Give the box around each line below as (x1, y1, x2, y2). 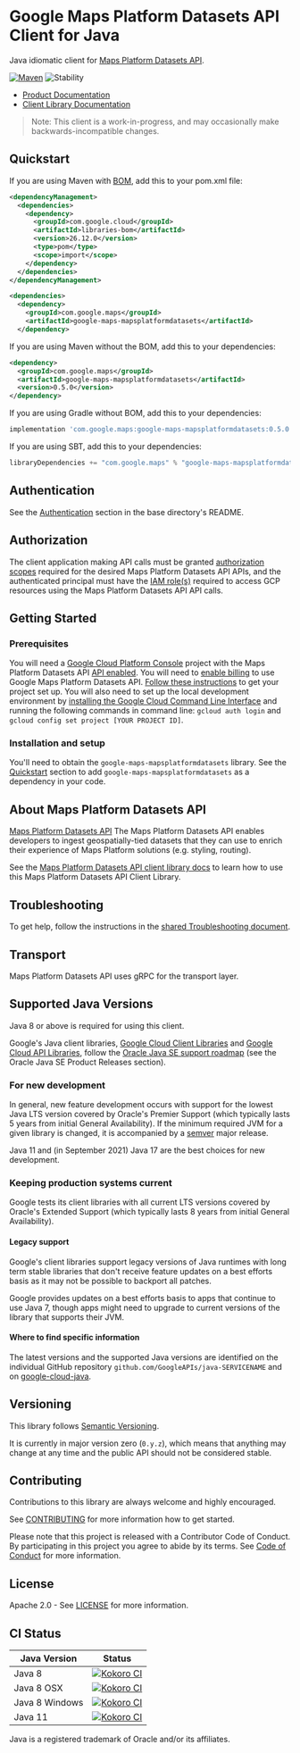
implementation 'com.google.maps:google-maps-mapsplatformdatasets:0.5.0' (9, 425, 294, 434)
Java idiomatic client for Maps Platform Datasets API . (9, 54, 205, 65)
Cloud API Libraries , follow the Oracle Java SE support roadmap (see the (9, 1047, 277, 1057)
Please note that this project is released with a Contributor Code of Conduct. (9, 1532, 291, 1542)
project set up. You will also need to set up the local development (9, 686, 250, 697)
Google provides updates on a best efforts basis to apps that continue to (9, 1292, 276, 1303)
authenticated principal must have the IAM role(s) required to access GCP (9, 575, 281, 586)
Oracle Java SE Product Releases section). (9, 1056, 167, 1067)
